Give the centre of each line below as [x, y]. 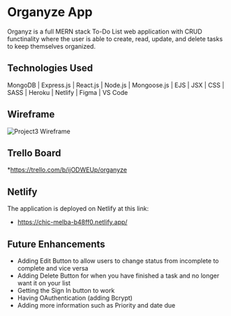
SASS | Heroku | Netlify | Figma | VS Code [68, 92]
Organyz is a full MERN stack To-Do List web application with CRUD [105, 31]
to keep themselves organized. [52, 46]
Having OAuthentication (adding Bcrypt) [75, 298]
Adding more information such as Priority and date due [96, 305]
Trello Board [34, 153]
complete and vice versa [53, 268]
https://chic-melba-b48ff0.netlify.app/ [72, 222]
